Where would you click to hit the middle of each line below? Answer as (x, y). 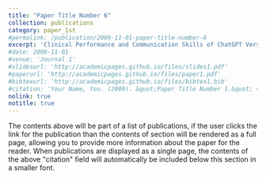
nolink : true (30, 96)
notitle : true (32, 103)
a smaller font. (32, 168)
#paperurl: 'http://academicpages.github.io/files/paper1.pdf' (115, 74)
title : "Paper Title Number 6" (60, 15)
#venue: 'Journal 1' (42, 60)
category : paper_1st (42, 30)
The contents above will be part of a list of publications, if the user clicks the (133, 126)
